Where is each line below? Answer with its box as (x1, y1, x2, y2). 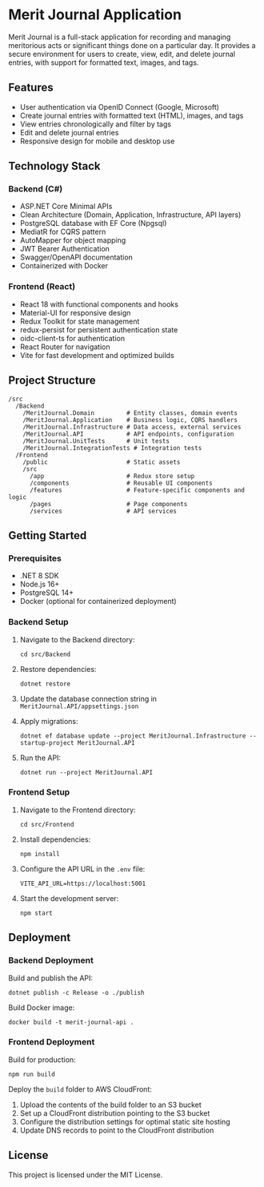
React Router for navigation (19, 342, 110, 352)
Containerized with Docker (19, 261, 108, 271)
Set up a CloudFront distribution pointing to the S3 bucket (19, 1108, 210, 1118)
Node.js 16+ (19, 579, 60, 589)
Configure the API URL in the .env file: (19, 863, 146, 874)
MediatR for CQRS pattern (19, 227, 106, 237)
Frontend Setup (8, 787, 70, 798)
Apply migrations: (19, 716, 78, 726)
